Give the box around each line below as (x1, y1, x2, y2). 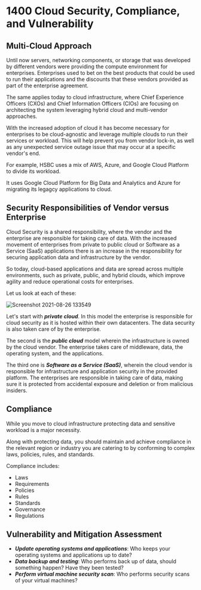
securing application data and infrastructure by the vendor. (6, 253, 151, 261)
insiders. (6, 387, 28, 394)
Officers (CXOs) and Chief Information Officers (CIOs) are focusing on (6, 100, 179, 107)
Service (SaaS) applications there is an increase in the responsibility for (6, 247, 182, 254)
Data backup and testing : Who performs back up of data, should (14, 558, 176, 565)
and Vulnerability (6, 17, 94, 31)
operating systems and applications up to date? (14, 552, 132, 559)
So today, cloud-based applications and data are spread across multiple (6, 265, 184, 272)
